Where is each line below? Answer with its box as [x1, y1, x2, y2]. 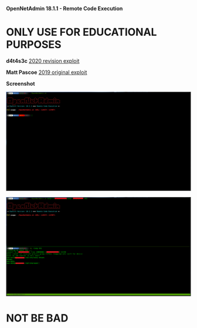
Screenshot [6, 80, 35, 87]
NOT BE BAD [6, 311, 69, 324]
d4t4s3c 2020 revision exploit [6, 57, 80, 64]
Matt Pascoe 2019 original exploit [6, 69, 87, 76]
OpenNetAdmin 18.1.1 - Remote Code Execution [6, 5, 123, 12]
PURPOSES [6, 38, 62, 52]
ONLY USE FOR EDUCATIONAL [6, 26, 157, 39]
